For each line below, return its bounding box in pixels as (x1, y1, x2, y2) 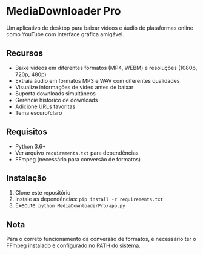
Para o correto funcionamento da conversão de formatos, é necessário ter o (6, 236, 196, 243)
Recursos (6, 48, 44, 59)
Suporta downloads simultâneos (15, 89, 96, 97)
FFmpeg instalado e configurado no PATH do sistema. (6, 242, 141, 249)
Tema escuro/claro (15, 109, 62, 116)
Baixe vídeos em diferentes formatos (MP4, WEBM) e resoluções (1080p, (15, 64, 198, 71)
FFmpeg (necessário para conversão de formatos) (15, 155, 141, 163)
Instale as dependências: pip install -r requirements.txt (15, 195, 164, 203)
